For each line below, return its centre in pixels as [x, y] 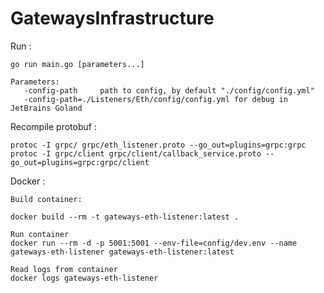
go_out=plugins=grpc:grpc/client [80, 162]
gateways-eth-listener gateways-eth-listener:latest [122, 252]
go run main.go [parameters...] [77, 64]
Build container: [46, 199]
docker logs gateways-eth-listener [84, 278]
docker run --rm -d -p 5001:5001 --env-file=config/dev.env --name [154, 243]
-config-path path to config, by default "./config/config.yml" [169, 90]
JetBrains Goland [46, 108]
